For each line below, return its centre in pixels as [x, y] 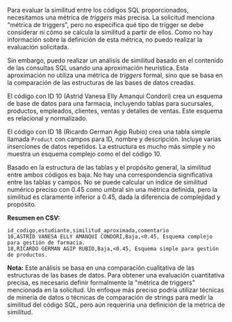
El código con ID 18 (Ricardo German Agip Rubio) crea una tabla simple [109, 132]
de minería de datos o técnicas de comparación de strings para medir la [110, 297]
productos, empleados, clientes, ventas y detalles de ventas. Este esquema [115, 111]
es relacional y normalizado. [48, 118]
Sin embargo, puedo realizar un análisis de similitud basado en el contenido [115, 61]
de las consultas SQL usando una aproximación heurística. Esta [98, 68]
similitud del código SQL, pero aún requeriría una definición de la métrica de [116, 305]
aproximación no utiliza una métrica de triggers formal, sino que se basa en [115, 75]
